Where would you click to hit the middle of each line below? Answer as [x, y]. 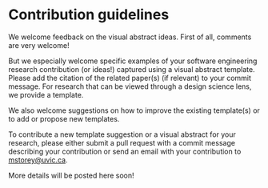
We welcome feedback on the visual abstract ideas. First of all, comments [130, 37]
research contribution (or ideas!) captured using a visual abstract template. [132, 69]
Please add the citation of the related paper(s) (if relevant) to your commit [130, 78]
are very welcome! [39, 45]
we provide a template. [46, 94]
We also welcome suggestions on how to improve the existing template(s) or [134, 110]
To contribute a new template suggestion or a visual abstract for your [122, 134]
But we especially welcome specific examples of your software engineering [133, 61]
